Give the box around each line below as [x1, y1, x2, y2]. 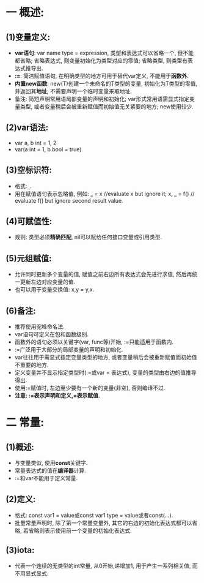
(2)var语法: [5, 122, 49, 133]
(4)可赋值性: [5, 216, 53, 227]
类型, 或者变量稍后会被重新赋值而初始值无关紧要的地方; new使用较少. [20, 103, 194, 110]
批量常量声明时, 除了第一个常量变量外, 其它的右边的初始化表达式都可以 [14, 519, 192, 527]
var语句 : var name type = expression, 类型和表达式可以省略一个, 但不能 [14, 50, 194, 56]
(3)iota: [5, 545, 35, 555]
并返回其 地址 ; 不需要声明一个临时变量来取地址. [14, 88, 132, 95]
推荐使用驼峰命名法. [14, 323, 65, 331]
